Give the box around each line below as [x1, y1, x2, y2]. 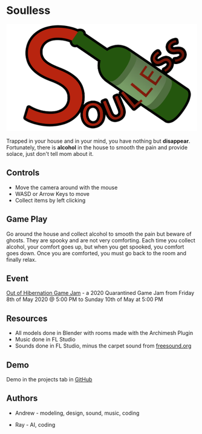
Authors [6, 394, 38, 404]
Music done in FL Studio [15, 336, 76, 343]
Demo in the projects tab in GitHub [6, 375, 93, 383]
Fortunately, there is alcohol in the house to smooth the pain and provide [6, 143, 188, 151]
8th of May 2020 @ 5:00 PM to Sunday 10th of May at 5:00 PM [6, 296, 163, 303]
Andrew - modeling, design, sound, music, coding [15, 409, 140, 416]
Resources [6, 313, 48, 323]
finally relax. [6, 256, 37, 263]
